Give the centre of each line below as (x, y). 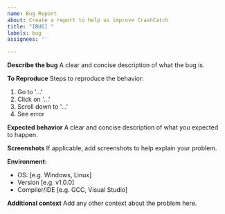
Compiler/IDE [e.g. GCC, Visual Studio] (72, 190)
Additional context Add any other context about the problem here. (102, 203)
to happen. (22, 135)
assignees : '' (28, 39)
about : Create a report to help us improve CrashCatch (88, 20)
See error (31, 114)
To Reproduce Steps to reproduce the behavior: (75, 79)
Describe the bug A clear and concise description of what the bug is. (106, 65)
